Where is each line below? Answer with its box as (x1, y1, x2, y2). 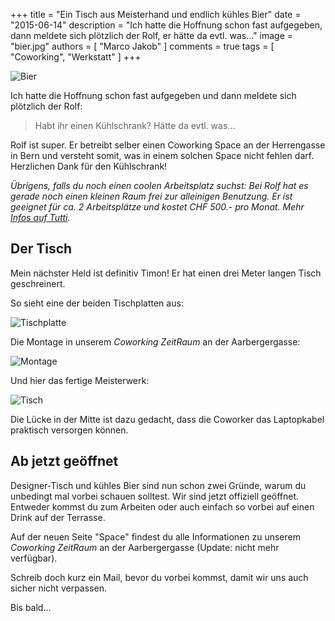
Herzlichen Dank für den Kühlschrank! (10, 160, 168, 172)
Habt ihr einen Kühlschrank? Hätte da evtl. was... (34, 120, 236, 131)
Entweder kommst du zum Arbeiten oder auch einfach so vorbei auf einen (10, 500, 315, 513)
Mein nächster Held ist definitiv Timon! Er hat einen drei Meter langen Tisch (10, 267, 322, 279)
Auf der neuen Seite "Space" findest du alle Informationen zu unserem (10, 530, 301, 543)
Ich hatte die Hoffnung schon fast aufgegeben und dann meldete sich (10, 90, 297, 101)
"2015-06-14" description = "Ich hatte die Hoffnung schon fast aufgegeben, (10, 19, 323, 31)
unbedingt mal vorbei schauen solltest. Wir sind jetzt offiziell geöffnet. (10, 490, 300, 502)
